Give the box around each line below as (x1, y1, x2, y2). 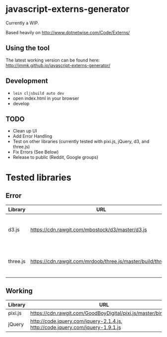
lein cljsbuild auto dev (12, 91, 64, 96)
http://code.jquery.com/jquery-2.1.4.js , (30, 318, 123, 325)
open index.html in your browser (12, 95, 79, 101)
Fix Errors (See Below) (12, 149, 59, 155)
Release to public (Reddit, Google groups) (12, 154, 99, 160)
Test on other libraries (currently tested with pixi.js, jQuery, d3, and (12, 138, 150, 144)
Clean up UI (12, 128, 37, 134)
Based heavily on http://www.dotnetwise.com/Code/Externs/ (5, 29, 130, 35)
